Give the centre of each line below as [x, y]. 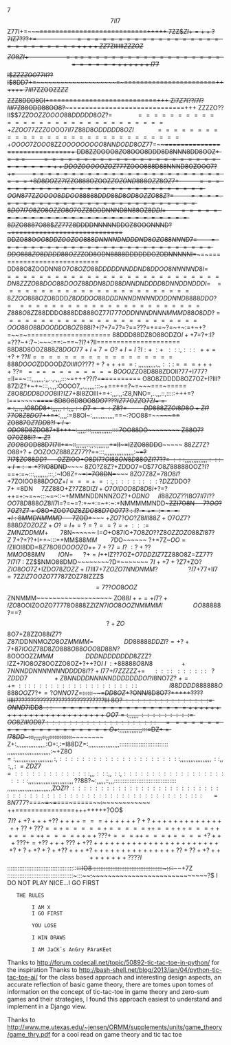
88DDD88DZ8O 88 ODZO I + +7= [157, 335]
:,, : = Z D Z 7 [25, 766]
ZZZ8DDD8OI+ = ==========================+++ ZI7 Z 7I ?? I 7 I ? [106, 100]
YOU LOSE [44, 926]
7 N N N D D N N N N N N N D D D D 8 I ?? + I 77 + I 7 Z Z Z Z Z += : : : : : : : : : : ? [111, 671]
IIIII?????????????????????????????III [58, 700]
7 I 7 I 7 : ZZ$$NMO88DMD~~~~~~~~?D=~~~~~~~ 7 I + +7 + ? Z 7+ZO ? [104, 562]
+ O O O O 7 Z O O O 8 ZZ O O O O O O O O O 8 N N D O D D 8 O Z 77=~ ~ [86, 144]
